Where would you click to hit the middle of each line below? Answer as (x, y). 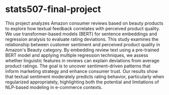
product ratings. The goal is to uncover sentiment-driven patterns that (78, 66)
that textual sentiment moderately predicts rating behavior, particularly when (85, 76)
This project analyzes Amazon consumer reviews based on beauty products (84, 23)
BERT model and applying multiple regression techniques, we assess (77, 55)
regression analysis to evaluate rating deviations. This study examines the (82, 39)
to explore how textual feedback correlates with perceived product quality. (83, 28)
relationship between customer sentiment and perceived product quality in (83, 44)
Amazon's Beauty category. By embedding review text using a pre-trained (82, 50)
